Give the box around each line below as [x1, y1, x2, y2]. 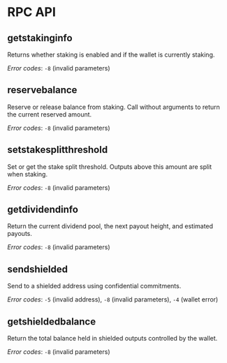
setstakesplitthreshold [7, 144, 108, 156]
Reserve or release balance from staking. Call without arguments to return [7, 103, 220, 111]
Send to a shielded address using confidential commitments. [7, 282, 182, 290]
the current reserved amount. [7, 110, 92, 119]
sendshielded [7, 263, 68, 275]
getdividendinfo [7, 204, 79, 216]
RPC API [7, 4, 56, 20]
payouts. [7, 230, 33, 238]
